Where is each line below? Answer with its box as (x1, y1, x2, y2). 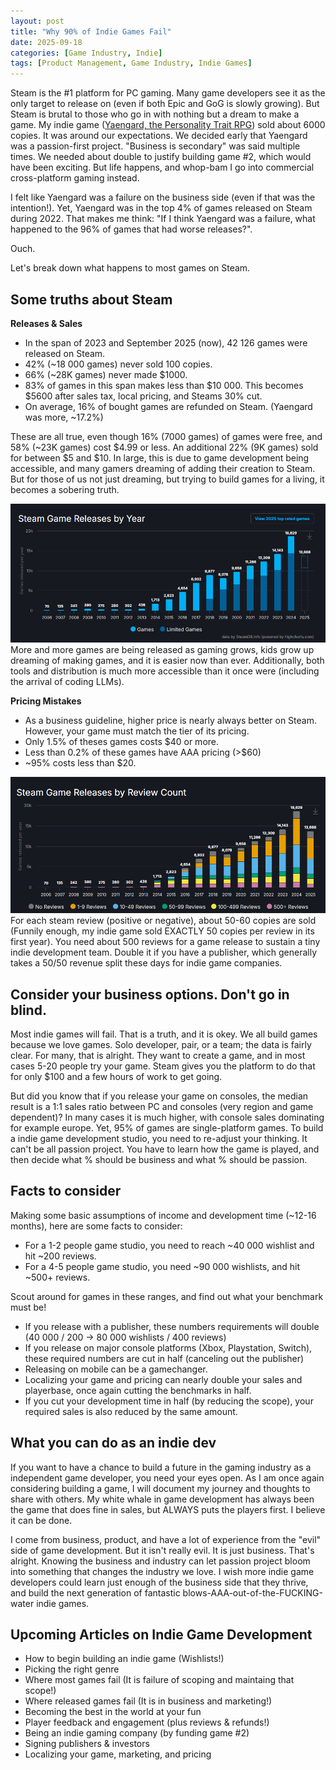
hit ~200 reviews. (24, 1250, 97, 1262)
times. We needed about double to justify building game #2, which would (10, 151, 312, 163)
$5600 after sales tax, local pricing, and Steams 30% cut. (24, 390, 263, 402)
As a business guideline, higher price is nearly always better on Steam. (24, 715, 317, 727)
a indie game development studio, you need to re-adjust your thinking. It (10, 1132, 308, 1144)
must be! (10, 1301, 47, 1313)
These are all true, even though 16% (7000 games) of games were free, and (10, 430, 323, 442)
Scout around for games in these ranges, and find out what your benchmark (10, 1290, 324, 1302)
